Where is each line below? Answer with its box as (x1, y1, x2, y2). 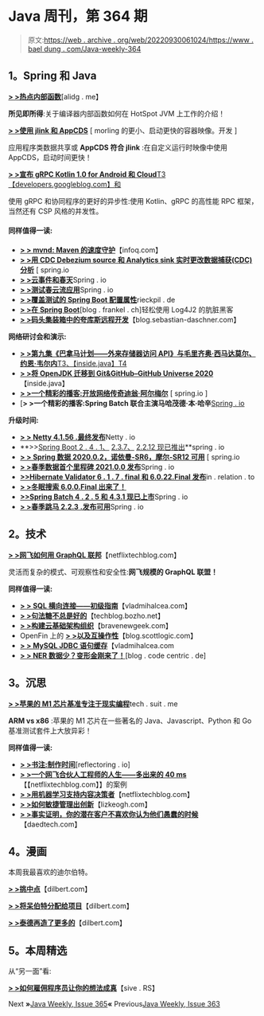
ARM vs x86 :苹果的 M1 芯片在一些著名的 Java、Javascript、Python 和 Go (8, 716, 252, 725)
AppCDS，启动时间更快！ (8, 152, 93, 162)
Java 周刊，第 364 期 (8, 7, 149, 25)
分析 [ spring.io (19, 264, 70, 275)
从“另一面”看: (8, 967, 52, 976)
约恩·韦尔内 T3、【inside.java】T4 (19, 358, 127, 368)
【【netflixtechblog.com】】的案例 (19, 780, 127, 789)
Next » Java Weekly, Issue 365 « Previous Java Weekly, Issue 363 (8, 999, 220, 1009)
